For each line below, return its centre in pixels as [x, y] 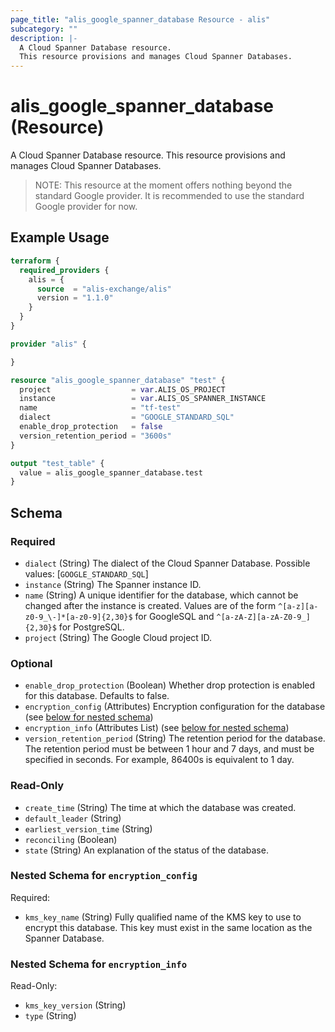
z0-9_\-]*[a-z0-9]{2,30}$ [78, 617]
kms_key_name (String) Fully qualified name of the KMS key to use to [163, 917]
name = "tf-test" [100, 408]
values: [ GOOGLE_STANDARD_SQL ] [86, 573]
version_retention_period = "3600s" [95, 436]
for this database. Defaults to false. [97, 696]
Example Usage [60, 237]
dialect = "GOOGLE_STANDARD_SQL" [127, 417]
